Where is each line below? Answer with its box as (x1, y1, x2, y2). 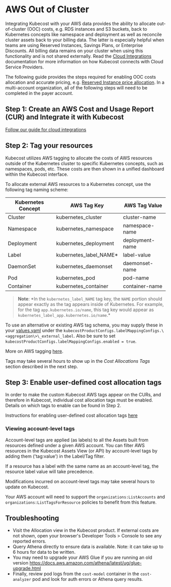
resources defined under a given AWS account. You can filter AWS (5, 442, 145, 448)
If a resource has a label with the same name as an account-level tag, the (5, 463, 159, 469)
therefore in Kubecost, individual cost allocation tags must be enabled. (5, 397, 153, 403)
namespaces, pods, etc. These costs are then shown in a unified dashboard (5, 166, 164, 172)
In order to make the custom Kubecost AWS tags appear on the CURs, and (5, 392, 161, 398)
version (12, 560, 29, 566)
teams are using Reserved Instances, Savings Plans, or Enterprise (5, 42, 144, 48)
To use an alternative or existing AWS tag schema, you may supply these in (5, 322, 163, 328)
